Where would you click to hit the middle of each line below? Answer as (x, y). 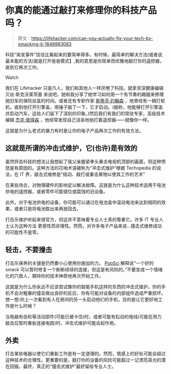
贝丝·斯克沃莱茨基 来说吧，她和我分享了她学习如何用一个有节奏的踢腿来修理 (84, 94)
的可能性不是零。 (23, 232)
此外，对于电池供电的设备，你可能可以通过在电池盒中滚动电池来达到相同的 (83, 202)
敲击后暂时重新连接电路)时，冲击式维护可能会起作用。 (62, 323)
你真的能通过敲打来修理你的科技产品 (81, 10)
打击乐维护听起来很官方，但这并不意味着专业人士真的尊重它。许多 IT (77, 219)
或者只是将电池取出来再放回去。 (48, 208)
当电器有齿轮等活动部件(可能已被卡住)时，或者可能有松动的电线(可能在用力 (83, 316)
